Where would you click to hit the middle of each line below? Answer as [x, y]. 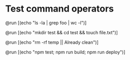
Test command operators [60, 9]
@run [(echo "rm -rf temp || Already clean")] [52, 42]
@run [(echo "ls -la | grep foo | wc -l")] [46, 23]
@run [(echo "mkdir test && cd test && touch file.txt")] [62, 32]
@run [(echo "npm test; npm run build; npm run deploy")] [65, 52]
